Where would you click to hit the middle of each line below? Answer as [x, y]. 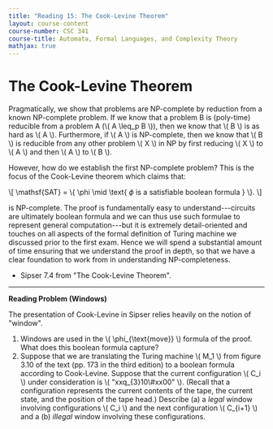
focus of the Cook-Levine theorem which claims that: [97, 176]
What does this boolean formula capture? [89, 348]
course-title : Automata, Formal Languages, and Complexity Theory [123, 39]
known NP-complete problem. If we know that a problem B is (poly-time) [130, 118]
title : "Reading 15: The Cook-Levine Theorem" [89, 16]
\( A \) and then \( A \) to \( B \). [60, 152]
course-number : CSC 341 [49, 31]
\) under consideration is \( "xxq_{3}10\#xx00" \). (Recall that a [125, 382]
